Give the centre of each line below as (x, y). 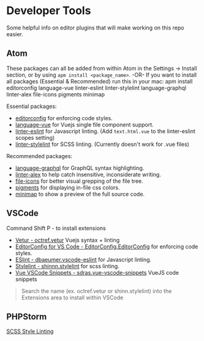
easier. (15, 34)
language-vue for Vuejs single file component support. (85, 125)
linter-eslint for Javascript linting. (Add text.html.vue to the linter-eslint (105, 131)
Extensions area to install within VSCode (72, 297)
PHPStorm (27, 316)
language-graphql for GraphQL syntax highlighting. (80, 168)
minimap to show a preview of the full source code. (80, 194)
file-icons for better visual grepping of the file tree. (79, 181)
